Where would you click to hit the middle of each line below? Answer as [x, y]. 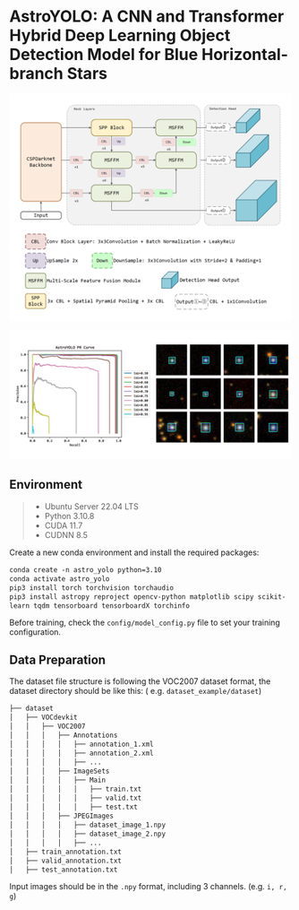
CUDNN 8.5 [66, 534]
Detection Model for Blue [104, 55]
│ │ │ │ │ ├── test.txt [74, 807]
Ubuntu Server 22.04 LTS [91, 506]
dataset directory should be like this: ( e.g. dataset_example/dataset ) [136, 691]
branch [37, 74]
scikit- [272, 597]
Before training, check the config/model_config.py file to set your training [145, 622]
